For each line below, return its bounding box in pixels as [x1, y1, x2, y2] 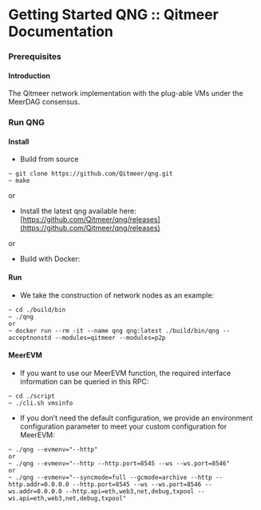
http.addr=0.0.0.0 [8, 480, 69, 488]
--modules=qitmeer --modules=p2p [54, 334, 166, 342]
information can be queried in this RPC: [19, 377, 149, 386]
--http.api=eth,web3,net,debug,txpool [65, 487, 195, 496]
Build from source [19, 154, 79, 164]
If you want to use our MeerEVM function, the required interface [19, 368, 231, 378]
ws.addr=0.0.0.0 [8, 487, 62, 496]
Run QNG [8, 117, 45, 128]
